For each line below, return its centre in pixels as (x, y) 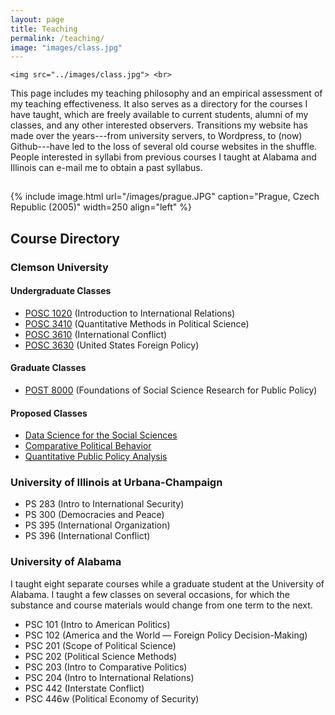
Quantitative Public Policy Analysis (96, 457)
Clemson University (59, 267)
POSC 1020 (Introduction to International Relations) (130, 313)
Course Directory (65, 238)
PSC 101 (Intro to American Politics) (97, 624)
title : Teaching (44, 29)
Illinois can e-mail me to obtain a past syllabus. (106, 168)
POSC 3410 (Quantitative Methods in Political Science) (137, 323)
